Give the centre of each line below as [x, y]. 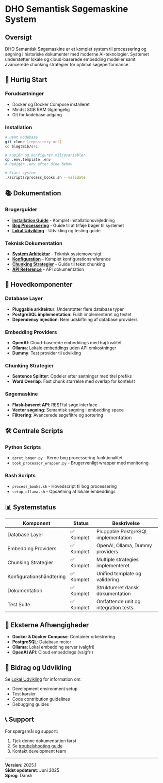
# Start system [20, 173]
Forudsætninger [24, 93]
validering [108, 579]
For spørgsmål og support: [32, 731]
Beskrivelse [126, 523]
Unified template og [119, 574]
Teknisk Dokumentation [34, 243]
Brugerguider [21, 209]
